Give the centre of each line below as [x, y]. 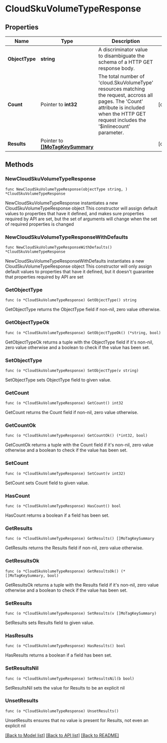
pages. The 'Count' [121, 101]
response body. [117, 68]
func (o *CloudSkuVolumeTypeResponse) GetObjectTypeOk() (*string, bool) [83, 333]
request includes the [122, 120]
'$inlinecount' [114, 126]
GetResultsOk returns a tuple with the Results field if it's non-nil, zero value [82, 585]
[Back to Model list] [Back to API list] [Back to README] [62, 735]
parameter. [111, 133]
